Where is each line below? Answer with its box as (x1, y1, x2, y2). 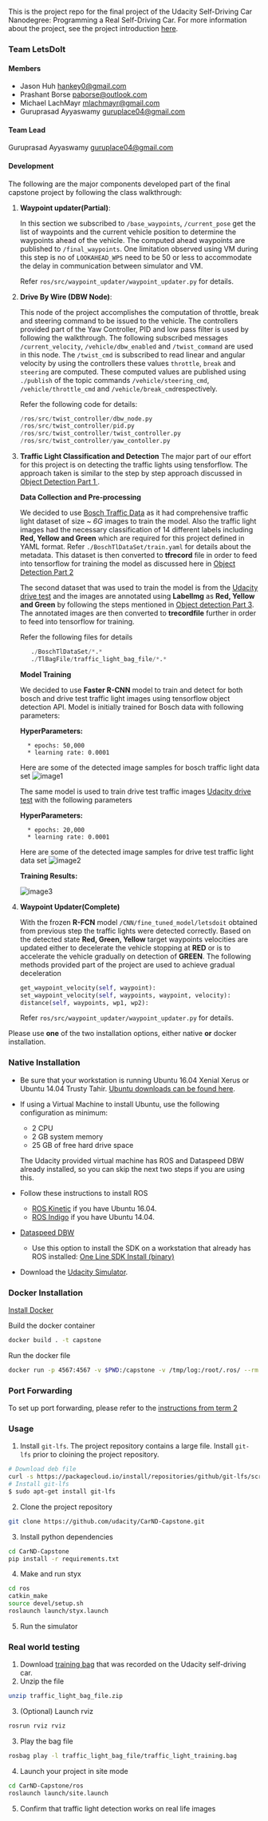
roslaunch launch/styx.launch (8, 1607, 109, 1616)
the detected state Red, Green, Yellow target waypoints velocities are (19, 934, 249, 944)
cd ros (8, 1584, 30, 1593)
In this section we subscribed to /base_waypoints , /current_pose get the (19, 218, 256, 228)
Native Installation (8, 1057, 81, 1068)
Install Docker (8, 1305, 53, 1314)
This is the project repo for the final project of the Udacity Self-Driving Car (8, 7, 253, 16)
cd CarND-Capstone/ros (8, 1782, 84, 1790)
